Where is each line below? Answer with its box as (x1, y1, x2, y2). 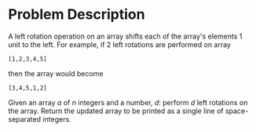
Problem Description (8, 5, 145, 24)
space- (225, 106, 249, 115)
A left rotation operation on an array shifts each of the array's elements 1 (8, 31, 243, 41)
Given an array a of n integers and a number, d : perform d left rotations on (8, 97, 248, 107)
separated (8, 114, 42, 123)
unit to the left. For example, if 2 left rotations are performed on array (8, 39, 232, 49)
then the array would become (8, 68, 104, 78)
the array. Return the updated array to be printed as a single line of (8, 106, 224, 115)
